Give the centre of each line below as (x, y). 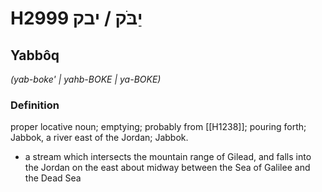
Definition (35, 105)
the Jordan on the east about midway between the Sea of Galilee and (167, 168)
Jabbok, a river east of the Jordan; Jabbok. (99, 138)
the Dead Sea (53, 178)
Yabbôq (35, 55)
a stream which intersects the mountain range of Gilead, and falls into (168, 157)
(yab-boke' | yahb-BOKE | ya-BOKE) (86, 79)
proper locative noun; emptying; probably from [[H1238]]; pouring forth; (158, 127)
